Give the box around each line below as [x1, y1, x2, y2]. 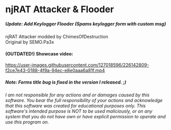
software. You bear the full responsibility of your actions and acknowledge [5, 97, 163, 103]
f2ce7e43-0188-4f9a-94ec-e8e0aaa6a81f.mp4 [5, 67, 105, 73]
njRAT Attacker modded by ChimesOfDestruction [5, 34, 108, 40]
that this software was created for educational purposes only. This [5, 103, 146, 109]
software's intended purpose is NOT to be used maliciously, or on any [5, 108, 153, 114]
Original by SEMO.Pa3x [5, 39, 55, 45]
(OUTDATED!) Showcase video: [5, 50, 74, 57]
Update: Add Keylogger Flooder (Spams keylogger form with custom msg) [5, 20, 166, 27]
